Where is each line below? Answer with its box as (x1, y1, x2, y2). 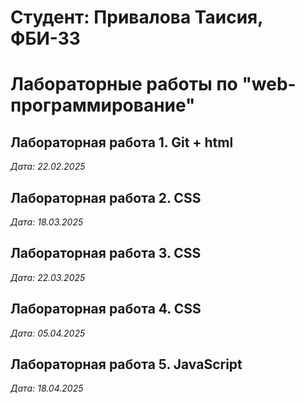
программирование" (10, 94, 196, 117)
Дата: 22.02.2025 (10, 161, 86, 173)
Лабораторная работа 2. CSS (10, 189, 202, 206)
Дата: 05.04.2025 (10, 327, 86, 339)
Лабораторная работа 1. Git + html (10, 134, 234, 151)
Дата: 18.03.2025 (10, 216, 84, 228)
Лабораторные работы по (10, 73, 238, 96)
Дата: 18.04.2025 (10, 382, 84, 395)
